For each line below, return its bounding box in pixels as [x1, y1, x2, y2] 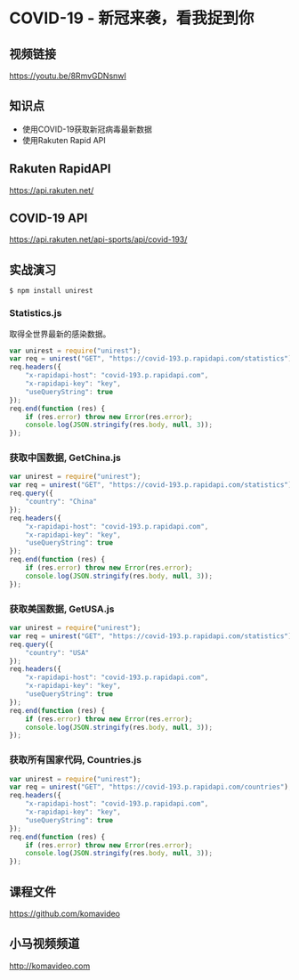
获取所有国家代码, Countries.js [9, 754, 142, 766]
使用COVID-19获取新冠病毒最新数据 [21, 124, 153, 134]
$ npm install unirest [9, 287, 93, 296]
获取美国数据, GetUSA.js [9, 603, 115, 615]
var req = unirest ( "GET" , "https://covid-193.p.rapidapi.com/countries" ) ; [9, 782, 293, 792]
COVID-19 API [9, 211, 88, 226]
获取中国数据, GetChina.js [9, 451, 122, 464]
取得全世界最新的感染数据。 [9, 328, 111, 339]
